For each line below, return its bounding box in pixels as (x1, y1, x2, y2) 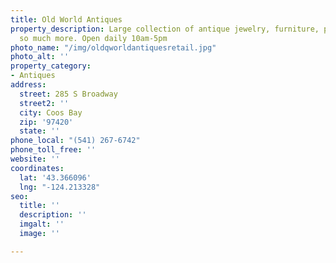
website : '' (10, 154, 60, 164)
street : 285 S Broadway (19, 89, 118, 99)
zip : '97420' (19, 117, 74, 127)
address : (10, 80, 47, 90)
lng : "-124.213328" (19, 182, 101, 192)
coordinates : (10, 163, 65, 173)
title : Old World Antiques (10, 14, 123, 25)
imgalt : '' (19, 219, 65, 230)
